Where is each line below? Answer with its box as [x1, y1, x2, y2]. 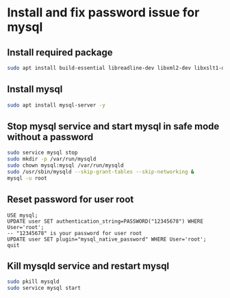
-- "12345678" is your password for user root [7, 230, 142, 236]
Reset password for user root [7, 193, 134, 206]
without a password [7, 131, 94, 143]
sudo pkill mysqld [7, 278, 60, 285]
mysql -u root [7, 174, 48, 182]
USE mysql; [7, 212, 38, 219]
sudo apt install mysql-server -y [7, 101, 106, 109]
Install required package [7, 46, 113, 58]
